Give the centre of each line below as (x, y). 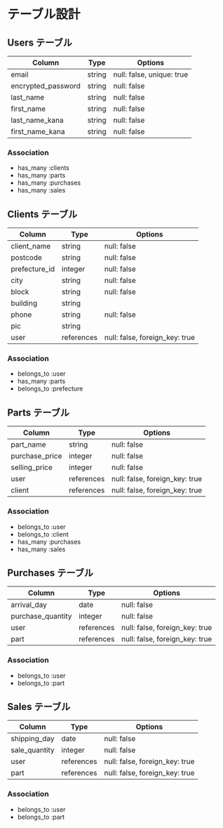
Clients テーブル (42, 214)
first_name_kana (38, 132)
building (24, 303)
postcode (26, 258)
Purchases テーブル (50, 573)
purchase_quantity (41, 617)
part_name (29, 445)
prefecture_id (33, 269)
